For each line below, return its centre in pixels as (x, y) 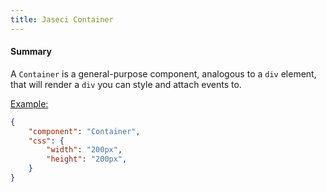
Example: (29, 103)
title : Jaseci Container (62, 19)
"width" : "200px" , (84, 150)
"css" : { (46, 141)
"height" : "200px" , (87, 159)
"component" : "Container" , (84, 131)
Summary (31, 52)
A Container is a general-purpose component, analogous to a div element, (163, 73)
